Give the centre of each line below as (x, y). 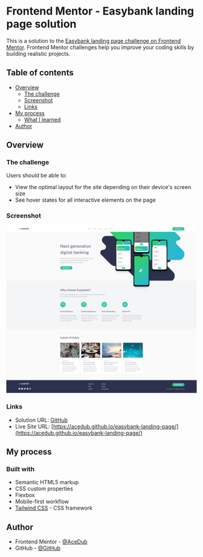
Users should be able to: (37, 175)
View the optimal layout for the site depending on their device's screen (103, 187)
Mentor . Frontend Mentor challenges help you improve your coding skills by (100, 47)
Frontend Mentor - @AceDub (51, 542)
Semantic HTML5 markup (47, 482)
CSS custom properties (44, 489)
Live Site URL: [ (34, 426)
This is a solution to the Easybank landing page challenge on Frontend (94, 41)
